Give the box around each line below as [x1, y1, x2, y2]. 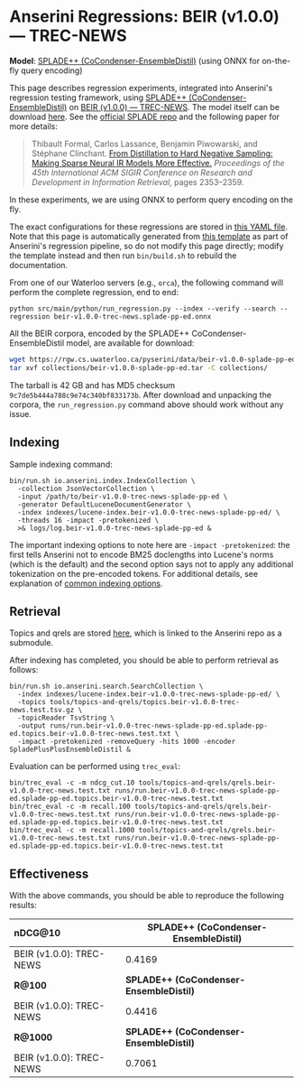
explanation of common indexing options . [9, 578, 164, 589]
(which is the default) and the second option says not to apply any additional [9, 558, 294, 570]
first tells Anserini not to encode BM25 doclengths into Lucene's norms [9, 549, 274, 560]
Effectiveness [9, 866, 89, 881]
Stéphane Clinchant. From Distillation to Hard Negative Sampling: [31, 147, 273, 159]
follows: [9, 664, 39, 675]
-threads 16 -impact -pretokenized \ [17, 516, 160, 525]
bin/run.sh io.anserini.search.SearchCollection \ [9, 682, 204, 692]
